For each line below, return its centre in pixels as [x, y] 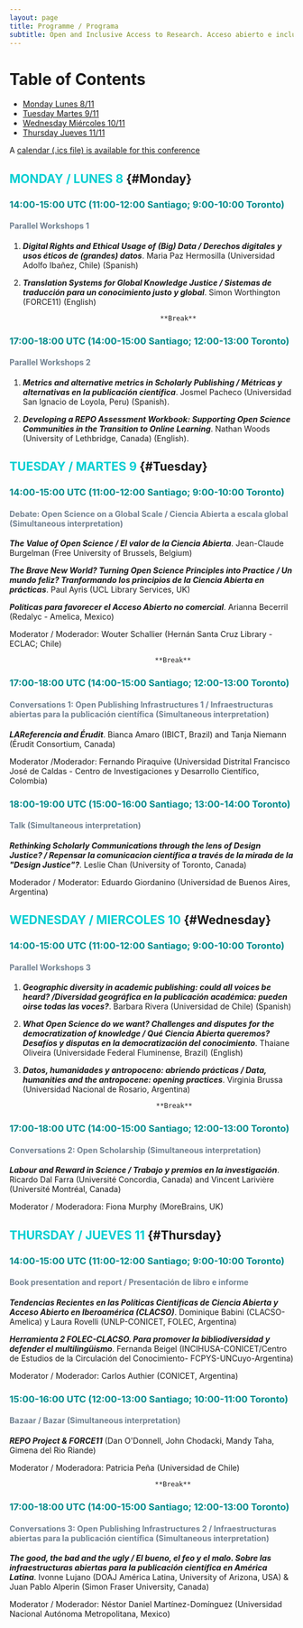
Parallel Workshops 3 [50, 967]
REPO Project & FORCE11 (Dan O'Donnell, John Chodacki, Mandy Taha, [142, 1441]
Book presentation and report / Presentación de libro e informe [129, 1282]
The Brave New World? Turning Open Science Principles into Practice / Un [151, 570]
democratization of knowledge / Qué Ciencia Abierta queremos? [146, 1033]
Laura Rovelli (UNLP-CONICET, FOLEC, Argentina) [144, 1321]
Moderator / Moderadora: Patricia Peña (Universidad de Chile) [125, 1468]
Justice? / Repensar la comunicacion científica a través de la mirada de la [151, 855]
